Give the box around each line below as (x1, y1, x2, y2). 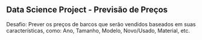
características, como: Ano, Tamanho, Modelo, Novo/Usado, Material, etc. (6, 27, 191, 34)
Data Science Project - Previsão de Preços (6, 5, 168, 15)
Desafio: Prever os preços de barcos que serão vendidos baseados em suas (6, 20, 196, 27)
